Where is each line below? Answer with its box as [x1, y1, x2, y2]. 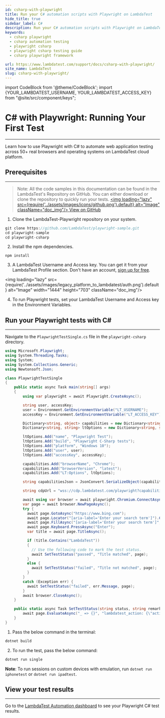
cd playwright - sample [5, 230, 50, 235]
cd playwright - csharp [5, 235, 50, 240]
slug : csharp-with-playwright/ [5, 71, 69, 76]
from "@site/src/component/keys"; [5, 95, 76, 101]
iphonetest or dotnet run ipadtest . [5, 671, 77, 677]
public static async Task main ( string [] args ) [14, 385, 111, 390]
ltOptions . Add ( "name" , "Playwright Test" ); [23, 434, 113, 439]
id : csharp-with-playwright [5, 7, 63, 12]
